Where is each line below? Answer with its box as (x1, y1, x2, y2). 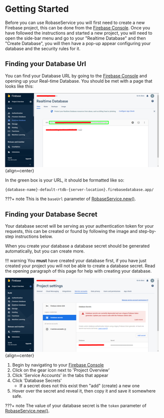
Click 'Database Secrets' (12, 378, 62, 384)
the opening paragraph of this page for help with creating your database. (5, 268, 152, 274)
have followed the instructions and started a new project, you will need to (5, 30, 153, 36)
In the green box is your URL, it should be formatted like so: (5, 177, 124, 183)
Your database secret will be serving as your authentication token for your (5, 223, 154, 229)
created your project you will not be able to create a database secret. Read (5, 263, 155, 269)
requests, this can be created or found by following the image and (5, 229, 138, 234)
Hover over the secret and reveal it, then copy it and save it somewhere (12, 388, 156, 394)
